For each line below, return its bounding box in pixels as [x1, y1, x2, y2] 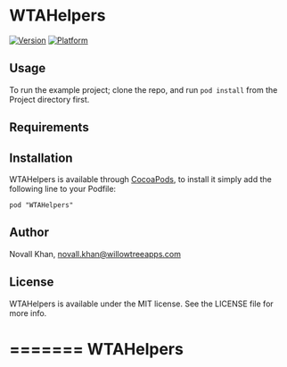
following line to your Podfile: [9, 183, 117, 194]
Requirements [9, 120, 89, 135]
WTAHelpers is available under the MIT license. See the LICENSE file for [9, 298, 274, 309]
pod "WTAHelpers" [9, 200, 74, 210]
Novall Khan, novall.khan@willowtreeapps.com [9, 248, 181, 259]
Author [9, 225, 49, 240]
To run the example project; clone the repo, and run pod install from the [9, 84, 278, 95]
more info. [9, 307, 47, 318]
